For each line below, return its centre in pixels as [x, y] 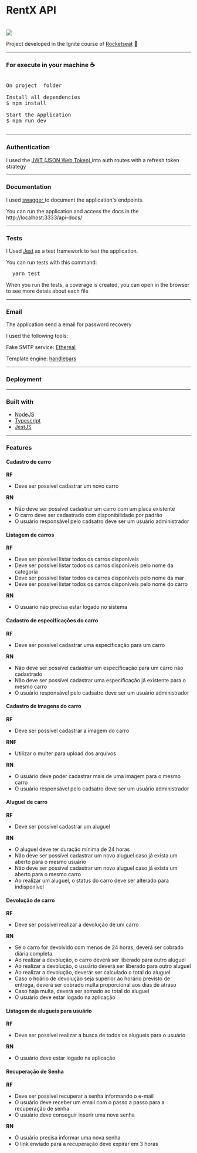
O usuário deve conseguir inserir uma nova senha [74, 1115]
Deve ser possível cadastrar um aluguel [62, 826]
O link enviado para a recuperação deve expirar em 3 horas [86, 1144]
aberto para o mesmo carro [47, 874]
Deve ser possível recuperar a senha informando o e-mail [84, 1096]
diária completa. [34, 954]
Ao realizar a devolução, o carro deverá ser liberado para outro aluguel [100, 960]
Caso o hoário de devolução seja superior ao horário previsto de [92, 978]
